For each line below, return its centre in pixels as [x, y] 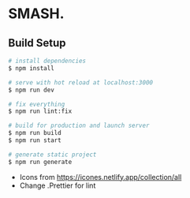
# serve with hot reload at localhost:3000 [81, 82]
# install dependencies [47, 61]
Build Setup [37, 43]
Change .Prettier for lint [58, 185]
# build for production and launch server [79, 126]
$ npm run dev [32, 90]
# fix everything [37, 104]
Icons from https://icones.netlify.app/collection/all [101, 177]
